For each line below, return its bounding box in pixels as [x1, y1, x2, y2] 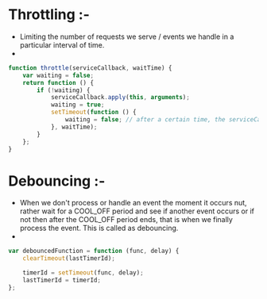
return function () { [22, 79, 94, 86]
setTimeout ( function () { [50, 109, 137, 117]
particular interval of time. [19, 40, 105, 49]
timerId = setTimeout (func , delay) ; [22, 269, 145, 277]
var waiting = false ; [22, 71, 94, 79]
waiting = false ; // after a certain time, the [64, 116, 226, 124]
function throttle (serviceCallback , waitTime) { [8, 63, 172, 72]
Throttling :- [8, 6, 90, 24]
